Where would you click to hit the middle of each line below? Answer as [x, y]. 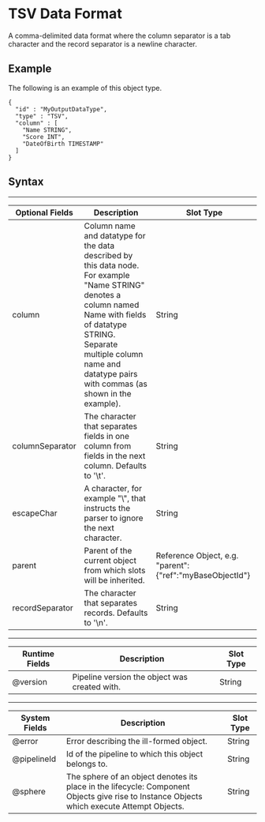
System [35, 718]
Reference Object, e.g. [197, 555]
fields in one [107, 436]
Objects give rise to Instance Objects [134, 796]
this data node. [112, 265]
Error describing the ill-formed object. [136, 741]
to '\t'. [95, 475]
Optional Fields [44, 212]
